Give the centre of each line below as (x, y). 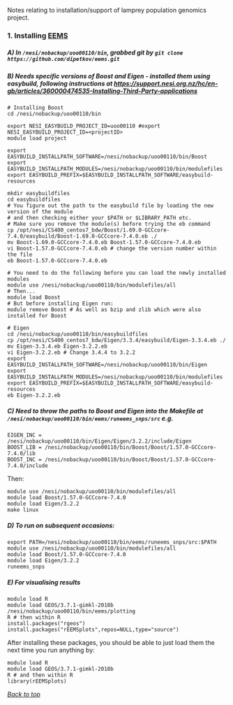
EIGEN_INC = (24, 435)
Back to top (24, 695)
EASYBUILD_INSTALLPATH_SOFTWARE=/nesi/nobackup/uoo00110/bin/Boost (107, 157)
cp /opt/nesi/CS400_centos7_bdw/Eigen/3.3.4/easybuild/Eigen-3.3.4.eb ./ (117, 341)
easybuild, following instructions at (60, 83)
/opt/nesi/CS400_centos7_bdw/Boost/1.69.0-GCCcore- (93, 230)
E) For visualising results (44, 582)
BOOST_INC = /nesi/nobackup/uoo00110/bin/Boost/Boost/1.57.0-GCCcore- (112, 460)
